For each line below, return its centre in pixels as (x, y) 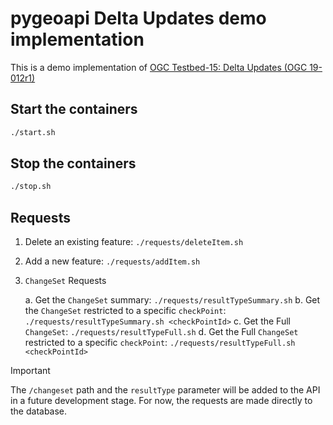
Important (30, 371)
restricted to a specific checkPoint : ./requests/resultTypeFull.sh (160, 343)
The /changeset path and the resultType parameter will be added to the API (165, 390)
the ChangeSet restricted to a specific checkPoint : (125, 311)
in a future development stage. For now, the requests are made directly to (161, 401)
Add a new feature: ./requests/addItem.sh (112, 261)
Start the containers (74, 109)
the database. (39, 411)
